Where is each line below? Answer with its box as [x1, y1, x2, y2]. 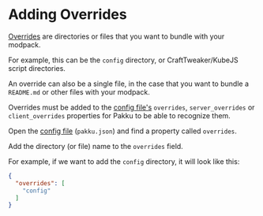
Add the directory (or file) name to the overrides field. [8, 141, 183, 151]
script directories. [8, 63, 66, 73]
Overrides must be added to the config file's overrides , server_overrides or [8, 102, 255, 112]
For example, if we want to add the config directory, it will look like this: [8, 156, 240, 166]
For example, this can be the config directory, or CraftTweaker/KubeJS [8, 55, 239, 65]
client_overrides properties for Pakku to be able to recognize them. [8, 110, 231, 120]
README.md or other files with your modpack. [8, 87, 150, 96]
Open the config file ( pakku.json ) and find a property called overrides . [8, 126, 237, 136]
